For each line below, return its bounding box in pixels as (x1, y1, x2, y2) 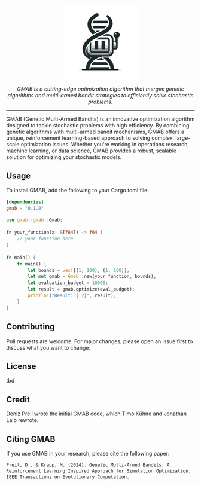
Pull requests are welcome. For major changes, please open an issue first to (6, 337, 193, 345)
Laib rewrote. (6, 417, 39, 424)
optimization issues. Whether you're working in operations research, (20, 141, 190, 148)
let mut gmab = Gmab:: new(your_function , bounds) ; (28, 274, 157, 280)
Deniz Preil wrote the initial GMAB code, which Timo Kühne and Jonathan (6, 410, 187, 417)
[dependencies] (6, 199, 44, 205)
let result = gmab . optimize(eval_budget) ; (28, 286, 135, 292)
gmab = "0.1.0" (6, 205, 44, 211)
